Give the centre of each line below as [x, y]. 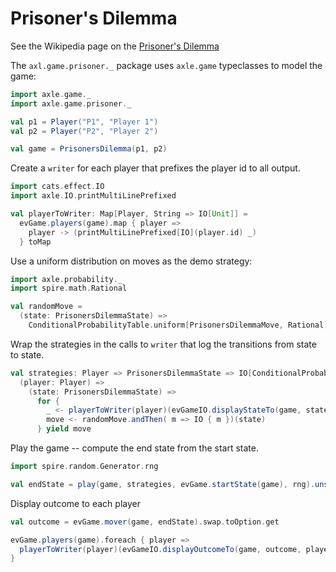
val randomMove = [46, 307]
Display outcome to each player [75, 503]
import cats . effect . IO [57, 187]
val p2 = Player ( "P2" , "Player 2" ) [84, 131]
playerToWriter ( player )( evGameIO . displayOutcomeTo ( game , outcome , [160, 549]
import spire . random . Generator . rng [84, 467]
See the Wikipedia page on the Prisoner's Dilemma [115, 46]
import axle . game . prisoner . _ [71, 103]
